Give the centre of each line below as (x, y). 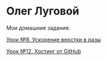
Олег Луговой (43, 11)
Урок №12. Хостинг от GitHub (44, 51)
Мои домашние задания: (38, 28)
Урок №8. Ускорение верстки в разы (53, 39)
